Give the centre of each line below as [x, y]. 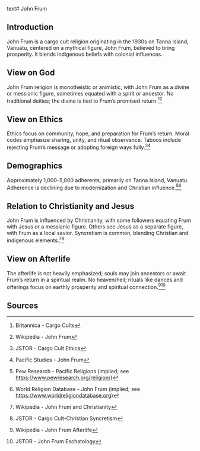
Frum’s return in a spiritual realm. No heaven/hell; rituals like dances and [95, 280]
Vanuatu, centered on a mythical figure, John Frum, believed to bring [91, 47]
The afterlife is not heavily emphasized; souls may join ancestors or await [96, 273]
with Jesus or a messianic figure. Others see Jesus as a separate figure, [95, 227]
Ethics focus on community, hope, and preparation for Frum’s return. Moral [98, 134]
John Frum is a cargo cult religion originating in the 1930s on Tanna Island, [98, 42]
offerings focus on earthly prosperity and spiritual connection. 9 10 [86, 286]
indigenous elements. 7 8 [36, 240]
